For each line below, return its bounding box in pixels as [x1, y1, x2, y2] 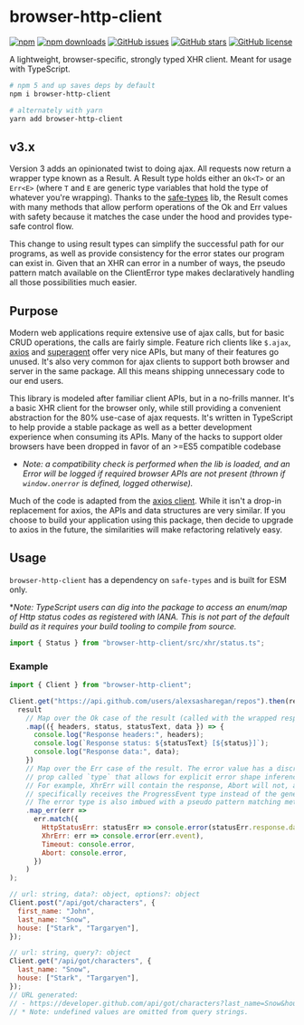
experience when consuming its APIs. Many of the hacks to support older [9, 432, 283, 443]
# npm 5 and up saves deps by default [9, 81, 156, 90]
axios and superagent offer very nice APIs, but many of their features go [9, 347, 279, 358]
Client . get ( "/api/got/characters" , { [9, 957, 152, 966]
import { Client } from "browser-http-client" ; [9, 681, 193, 690]
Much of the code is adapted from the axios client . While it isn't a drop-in [9, 495, 282, 506]
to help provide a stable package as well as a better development [9, 422, 252, 433]
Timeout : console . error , [42, 839, 136, 848]
